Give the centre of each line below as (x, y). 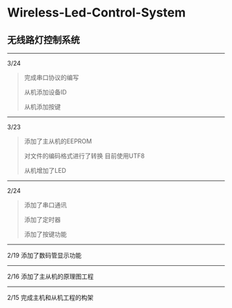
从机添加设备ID (45, 92)
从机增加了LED (45, 171)
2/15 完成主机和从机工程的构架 (50, 297)
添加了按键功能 (45, 234)
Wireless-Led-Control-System (97, 13)
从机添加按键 (42, 107)
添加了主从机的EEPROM (58, 141)
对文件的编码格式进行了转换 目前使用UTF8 (84, 156)
